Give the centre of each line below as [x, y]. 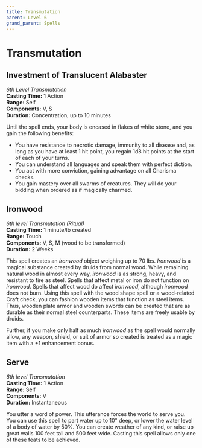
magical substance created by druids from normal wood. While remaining [97, 267]
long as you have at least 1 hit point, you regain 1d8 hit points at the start [105, 152]
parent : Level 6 [27, 18]
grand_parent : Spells [33, 23]
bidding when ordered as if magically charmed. [74, 190]
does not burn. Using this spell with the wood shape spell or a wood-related [100, 293]
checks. [25, 177]
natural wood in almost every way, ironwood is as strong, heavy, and [91, 274]
